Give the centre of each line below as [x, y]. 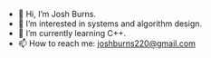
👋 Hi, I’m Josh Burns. [57, 14]
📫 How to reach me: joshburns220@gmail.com [107, 43]
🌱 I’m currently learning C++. [72, 33]
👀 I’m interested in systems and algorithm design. [110, 24]
